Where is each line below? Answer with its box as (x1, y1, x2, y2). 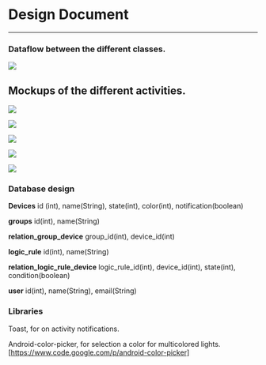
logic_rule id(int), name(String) (8, 247, 109, 257)
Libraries (8, 306, 44, 317)
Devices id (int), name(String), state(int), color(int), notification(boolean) (8, 201, 244, 211)
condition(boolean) (8, 271, 70, 280)
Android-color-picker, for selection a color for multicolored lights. (8, 339, 221, 348)
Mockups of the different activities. (8, 84, 186, 97)
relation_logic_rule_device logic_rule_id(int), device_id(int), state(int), (8, 262, 236, 272)
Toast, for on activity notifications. (8, 324, 120, 333)
